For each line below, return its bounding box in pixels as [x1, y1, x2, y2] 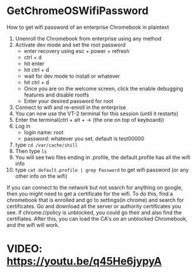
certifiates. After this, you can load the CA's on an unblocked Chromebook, [6, 215, 188, 222]
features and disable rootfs [23, 91, 90, 98]
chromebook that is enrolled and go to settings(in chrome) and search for [6, 196, 184, 204]
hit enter [23, 60, 45, 67]
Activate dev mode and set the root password [15, 41, 126, 48]
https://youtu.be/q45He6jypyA [6, 255, 162, 268]
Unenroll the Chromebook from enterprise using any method [15, 35, 162, 42]
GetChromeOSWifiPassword [6, 4, 149, 18]
